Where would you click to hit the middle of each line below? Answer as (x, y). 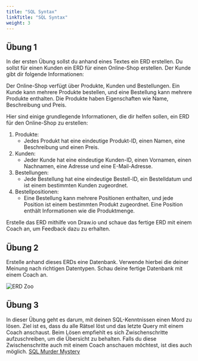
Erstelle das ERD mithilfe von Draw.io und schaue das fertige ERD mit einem (99, 223)
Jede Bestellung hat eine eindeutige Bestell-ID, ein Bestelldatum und (108, 179)
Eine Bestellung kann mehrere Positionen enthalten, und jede (99, 198)
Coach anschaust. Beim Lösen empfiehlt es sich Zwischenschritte (87, 332)
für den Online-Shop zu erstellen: (47, 123)
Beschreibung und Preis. (36, 105)
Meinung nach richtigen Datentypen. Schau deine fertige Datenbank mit (95, 268)
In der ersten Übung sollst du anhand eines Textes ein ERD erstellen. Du (95, 62)
